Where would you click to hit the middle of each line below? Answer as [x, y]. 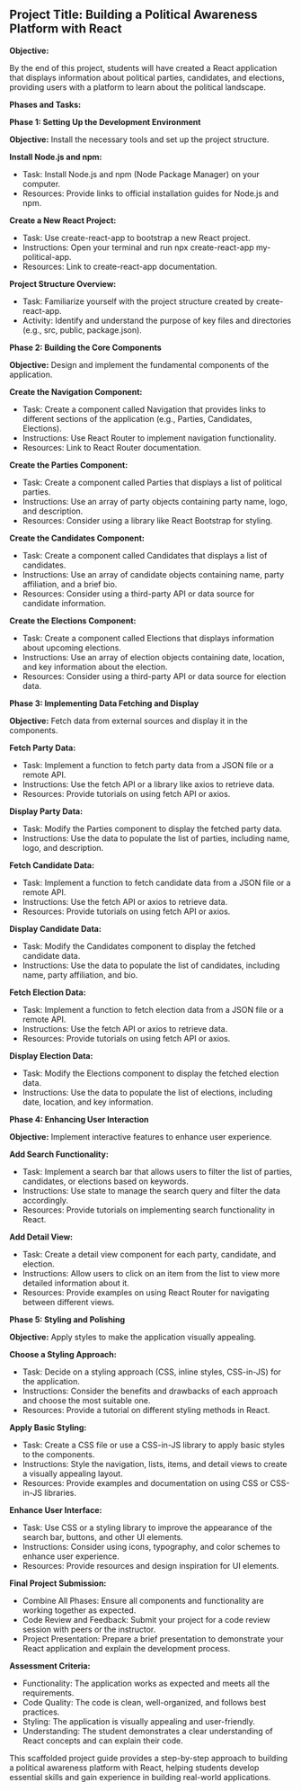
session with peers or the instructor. [89, 1629]
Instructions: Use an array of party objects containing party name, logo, [155, 501]
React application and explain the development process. [126, 1648]
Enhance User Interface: [56, 1509]
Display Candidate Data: [55, 928]
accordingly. [45, 1200]
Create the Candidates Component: [77, 538]
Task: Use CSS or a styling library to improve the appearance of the [147, 1527]
